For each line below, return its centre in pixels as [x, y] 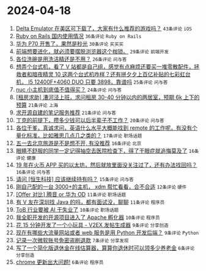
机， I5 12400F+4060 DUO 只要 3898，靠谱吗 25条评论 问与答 [92, 82]
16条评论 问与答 [33, 172]
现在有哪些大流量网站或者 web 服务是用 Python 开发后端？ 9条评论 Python [107, 232]
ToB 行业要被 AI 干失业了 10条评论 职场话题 [67, 209]
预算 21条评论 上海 [37, 105]
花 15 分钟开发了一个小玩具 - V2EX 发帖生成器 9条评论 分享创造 [92, 225]
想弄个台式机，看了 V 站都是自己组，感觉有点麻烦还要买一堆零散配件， [105, 66]
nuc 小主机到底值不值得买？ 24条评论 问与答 [68, 89]
